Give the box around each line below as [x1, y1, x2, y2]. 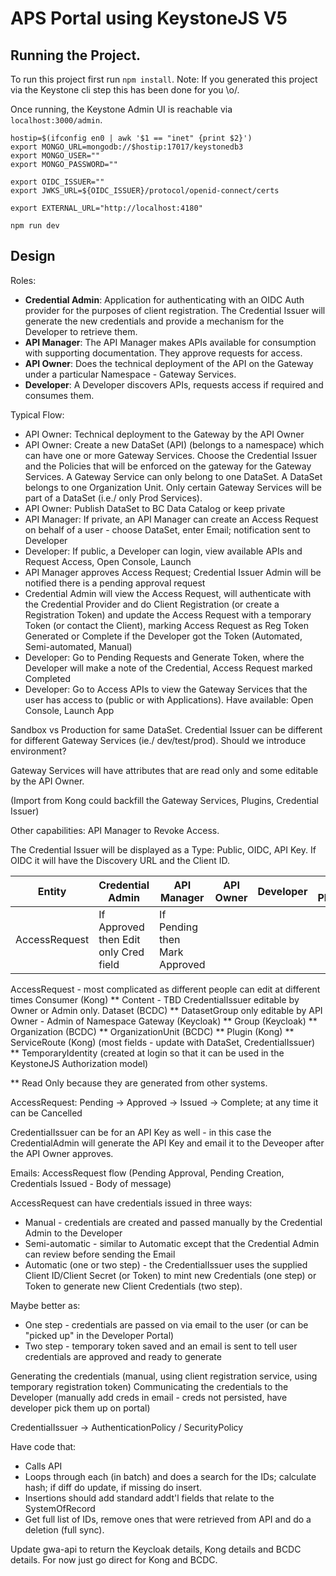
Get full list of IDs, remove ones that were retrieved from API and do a [24, 1513, 312, 1525]
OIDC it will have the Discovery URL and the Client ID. [10, 854, 230, 866]
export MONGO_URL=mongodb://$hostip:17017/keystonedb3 [10, 142, 244, 152]
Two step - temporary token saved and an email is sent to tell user [24, 1340, 298, 1352]
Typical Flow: [10, 408, 65, 421]
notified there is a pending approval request [24, 577, 206, 589]
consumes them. [24, 389, 95, 401]
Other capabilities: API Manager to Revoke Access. [10, 824, 220, 836]
